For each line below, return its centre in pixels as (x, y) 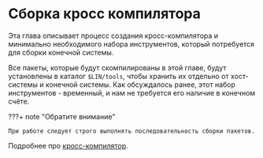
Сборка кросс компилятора (104, 14)
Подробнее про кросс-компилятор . (68, 145)
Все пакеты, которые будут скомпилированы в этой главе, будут (117, 67)
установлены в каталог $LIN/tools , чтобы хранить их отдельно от (119, 76)
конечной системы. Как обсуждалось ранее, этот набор (141, 85)
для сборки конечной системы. (61, 52)
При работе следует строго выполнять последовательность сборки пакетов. (132, 131)
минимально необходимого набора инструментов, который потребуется (131, 43)
